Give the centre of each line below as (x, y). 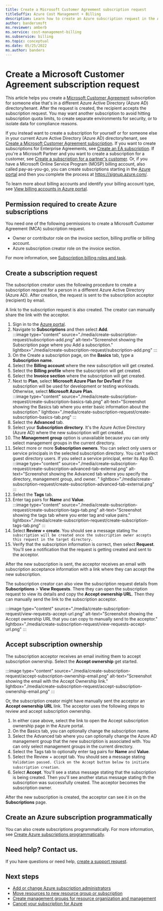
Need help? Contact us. (42, 850)
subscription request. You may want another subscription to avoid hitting (78, 113)
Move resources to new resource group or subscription (67, 894)
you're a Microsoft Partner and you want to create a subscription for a (75, 154)
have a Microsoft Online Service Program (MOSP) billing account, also (75, 164)
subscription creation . (36, 767)
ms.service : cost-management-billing (44, 32)
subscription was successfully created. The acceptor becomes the (79, 782)
